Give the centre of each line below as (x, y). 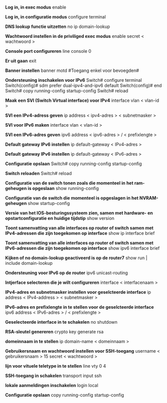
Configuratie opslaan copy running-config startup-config (65, 395)
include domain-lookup (29, 263)
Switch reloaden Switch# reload (39, 173)
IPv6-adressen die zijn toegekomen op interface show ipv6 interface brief (83, 248)
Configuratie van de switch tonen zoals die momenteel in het (69, 183)
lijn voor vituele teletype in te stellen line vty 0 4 (56, 366)
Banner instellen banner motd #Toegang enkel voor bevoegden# (72, 70)
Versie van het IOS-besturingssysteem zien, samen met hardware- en (79, 213)
